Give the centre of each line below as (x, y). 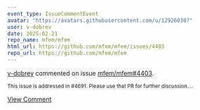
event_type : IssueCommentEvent (53, 14)
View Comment (29, 99)
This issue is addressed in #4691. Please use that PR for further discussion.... (100, 86)
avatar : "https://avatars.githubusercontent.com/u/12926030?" (100, 20)
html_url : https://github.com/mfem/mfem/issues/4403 (86, 47)
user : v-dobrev (29, 27)
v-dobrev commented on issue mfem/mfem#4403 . (81, 73)
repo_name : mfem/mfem (39, 40)
